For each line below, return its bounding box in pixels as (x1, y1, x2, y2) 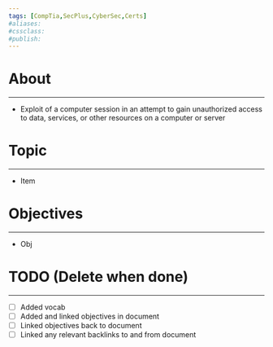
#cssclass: (8, 27, 45, 35)
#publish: (8, 34, 42, 43)
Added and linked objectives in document (19, 311, 160, 322)
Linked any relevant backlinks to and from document (19, 330, 197, 340)
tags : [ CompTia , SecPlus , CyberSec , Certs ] (8, 11, 148, 20)
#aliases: (8, 20, 42, 28)
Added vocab (19, 302, 66, 312)
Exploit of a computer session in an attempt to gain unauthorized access (19, 104, 262, 114)
